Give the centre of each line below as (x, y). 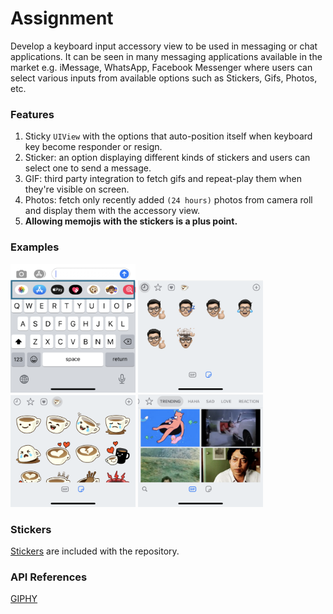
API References (49, 577)
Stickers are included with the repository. (95, 551)
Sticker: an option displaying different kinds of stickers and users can (167, 158)
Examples (35, 247)
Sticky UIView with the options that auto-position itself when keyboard (168, 136)
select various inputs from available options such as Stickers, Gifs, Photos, (164, 78)
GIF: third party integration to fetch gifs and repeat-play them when (163, 179)
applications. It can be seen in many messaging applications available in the (166, 56)
